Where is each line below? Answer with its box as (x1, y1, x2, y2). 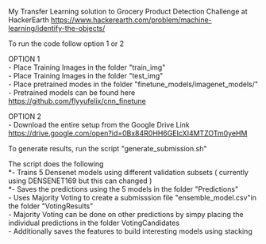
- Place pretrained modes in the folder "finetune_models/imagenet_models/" (8, 79, 259, 89)
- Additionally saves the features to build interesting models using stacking (8, 227, 253, 236)
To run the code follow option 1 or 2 (8, 39, 125, 48)
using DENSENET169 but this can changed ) (8, 176, 152, 185)
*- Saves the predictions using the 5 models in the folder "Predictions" (8, 185, 239, 193)
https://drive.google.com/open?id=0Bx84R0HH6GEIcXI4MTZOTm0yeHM (8, 128, 248, 138)
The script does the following (8, 159, 104, 169)
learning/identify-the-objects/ (8, 24, 106, 32)
